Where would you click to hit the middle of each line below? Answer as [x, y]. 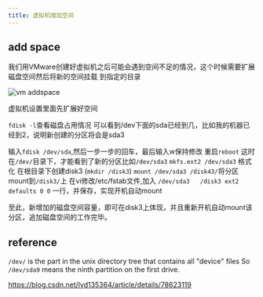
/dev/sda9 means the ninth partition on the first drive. [94, 270]
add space [34, 47]
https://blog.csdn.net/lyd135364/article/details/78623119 [100, 285]
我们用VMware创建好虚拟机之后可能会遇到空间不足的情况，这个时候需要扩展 [131, 67]
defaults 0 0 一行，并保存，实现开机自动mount [85, 191]
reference [33, 243]
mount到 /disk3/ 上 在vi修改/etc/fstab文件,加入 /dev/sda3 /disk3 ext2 [124, 181]
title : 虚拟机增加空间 [41, 15]
